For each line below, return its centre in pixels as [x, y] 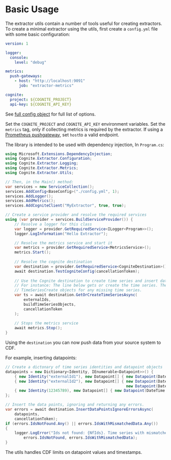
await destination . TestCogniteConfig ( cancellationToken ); [77, 271]
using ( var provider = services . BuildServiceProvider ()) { [69, 220]
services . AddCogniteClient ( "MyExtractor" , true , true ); [66, 206]
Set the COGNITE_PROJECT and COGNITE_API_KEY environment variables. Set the [85, 124]
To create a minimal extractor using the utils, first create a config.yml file [81, 28]
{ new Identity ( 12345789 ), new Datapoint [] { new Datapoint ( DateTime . [91, 391]
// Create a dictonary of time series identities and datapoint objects [84, 367]
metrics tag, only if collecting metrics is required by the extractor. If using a [84, 129]
